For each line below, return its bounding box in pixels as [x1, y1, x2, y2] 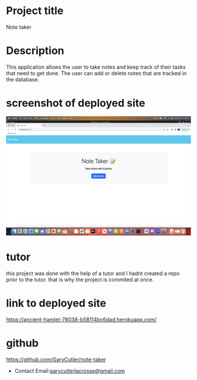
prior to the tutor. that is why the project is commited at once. [6, 276, 154, 283]
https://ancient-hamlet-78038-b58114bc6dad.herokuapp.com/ [6, 316, 157, 323]
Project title [6, 4, 64, 18]
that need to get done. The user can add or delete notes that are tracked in [6, 69, 187, 77]
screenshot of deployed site [6, 97, 145, 110]
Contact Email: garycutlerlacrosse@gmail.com [14, 367, 125, 374]
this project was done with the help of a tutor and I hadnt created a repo [6, 270, 180, 277]
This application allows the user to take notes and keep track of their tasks [6, 63, 186, 70]
